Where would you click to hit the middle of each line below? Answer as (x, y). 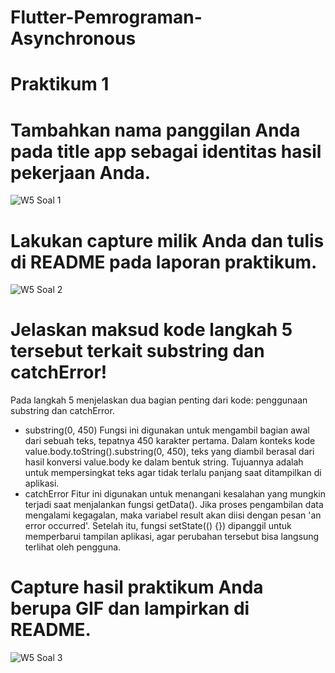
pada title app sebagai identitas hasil (166, 151)
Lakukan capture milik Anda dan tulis (167, 240)
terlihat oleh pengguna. (73, 547)
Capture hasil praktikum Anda (137, 587)
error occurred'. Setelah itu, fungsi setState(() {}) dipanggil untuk (158, 526)
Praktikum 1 (60, 84)
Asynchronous (73, 38)
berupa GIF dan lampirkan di (130, 608)
